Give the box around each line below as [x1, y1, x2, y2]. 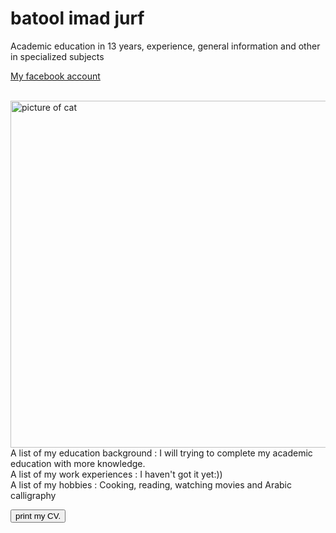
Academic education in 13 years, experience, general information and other [10, 40, 321, 52]
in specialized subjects [10, 50, 105, 62]
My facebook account [10, 70, 101, 82]
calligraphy [10, 489, 57, 501]
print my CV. [15, 510, 62, 521]
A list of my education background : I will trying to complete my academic [10, 447, 313, 459]
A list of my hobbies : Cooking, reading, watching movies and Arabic [10, 478, 292, 491]
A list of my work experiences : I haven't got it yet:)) [10, 468, 223, 480]
